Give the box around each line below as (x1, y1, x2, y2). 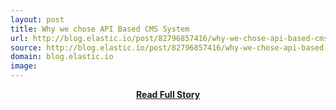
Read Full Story (135, 89, 201, 100)
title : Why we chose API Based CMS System (10, 24, 190, 34)
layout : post (10, 14, 65, 25)
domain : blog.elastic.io (10, 52, 114, 62)
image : (10, 61, 38, 71)
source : (10, 42, 43, 53)
